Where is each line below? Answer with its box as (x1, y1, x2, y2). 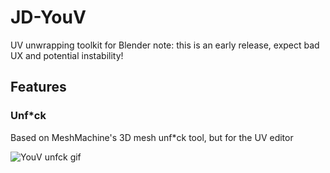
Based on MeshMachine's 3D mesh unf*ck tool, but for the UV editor (10, 131, 294, 143)
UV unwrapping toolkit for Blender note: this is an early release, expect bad (10, 39, 320, 51)
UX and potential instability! (10, 49, 124, 61)
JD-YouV (10, 6, 87, 29)
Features (10, 79, 67, 96)
